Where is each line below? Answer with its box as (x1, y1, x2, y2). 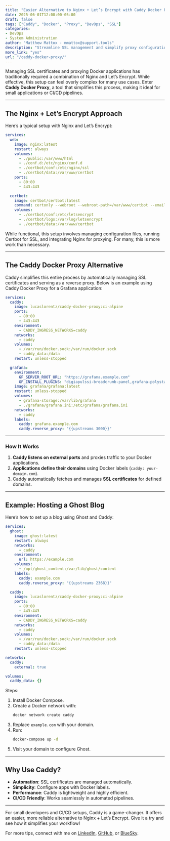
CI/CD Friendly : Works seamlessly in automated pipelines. (12, 795, 135, 801)
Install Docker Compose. (12, 697, 64, 703)
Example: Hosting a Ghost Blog (5, 500, 105, 509)
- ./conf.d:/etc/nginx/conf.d (18, 160, 82, 166)
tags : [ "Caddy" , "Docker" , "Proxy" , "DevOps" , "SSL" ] (5, 21, 121, 27)
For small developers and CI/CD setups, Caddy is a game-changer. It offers (5, 809, 162, 815)
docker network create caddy (12, 712, 74, 718)
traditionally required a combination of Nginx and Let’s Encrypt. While (5, 74, 150, 80)
